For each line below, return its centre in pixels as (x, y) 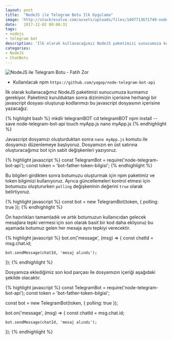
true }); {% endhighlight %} (34, 207)
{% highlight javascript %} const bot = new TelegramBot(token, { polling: (82, 202)
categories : (18, 48)
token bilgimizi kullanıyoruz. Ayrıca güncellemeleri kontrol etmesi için (78, 181)
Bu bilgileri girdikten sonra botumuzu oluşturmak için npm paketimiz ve (80, 175)
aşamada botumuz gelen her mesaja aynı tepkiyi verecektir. (68, 228)
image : (12, 19)
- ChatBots (17, 58)
